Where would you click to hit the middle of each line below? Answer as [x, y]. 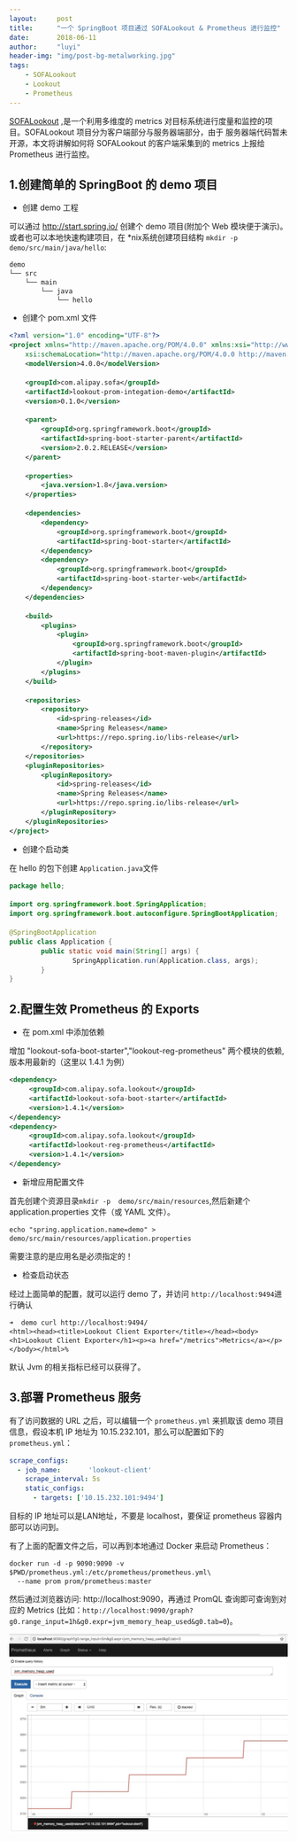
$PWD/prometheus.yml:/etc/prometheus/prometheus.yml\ [110, 1573]
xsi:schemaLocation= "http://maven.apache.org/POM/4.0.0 [130, 354]
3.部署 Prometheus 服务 [75, 1398]
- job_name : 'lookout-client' [84, 1470]
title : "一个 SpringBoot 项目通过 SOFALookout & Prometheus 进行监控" [145, 28]
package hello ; [37, 886]
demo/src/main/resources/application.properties [100, 1239]
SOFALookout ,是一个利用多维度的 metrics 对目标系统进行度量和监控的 [137, 120]
